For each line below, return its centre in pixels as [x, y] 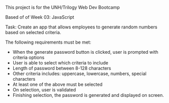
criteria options [28, 57]
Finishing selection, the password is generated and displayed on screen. [88, 95]
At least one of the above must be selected [58, 84]
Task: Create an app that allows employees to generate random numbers [81, 27]
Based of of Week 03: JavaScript [40, 17]
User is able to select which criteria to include [60, 63]
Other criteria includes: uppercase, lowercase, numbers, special [79, 74]
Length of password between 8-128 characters [62, 68]
